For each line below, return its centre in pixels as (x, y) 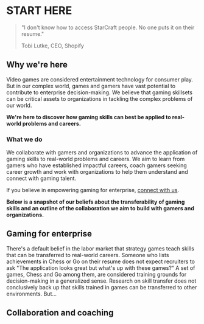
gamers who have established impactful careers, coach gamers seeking (97, 165)
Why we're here (37, 65)
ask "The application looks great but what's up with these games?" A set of (101, 267)
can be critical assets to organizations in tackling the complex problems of (100, 98)
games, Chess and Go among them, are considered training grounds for (97, 274)
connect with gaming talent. (41, 178)
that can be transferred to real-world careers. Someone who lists (88, 255)
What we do (24, 139)
